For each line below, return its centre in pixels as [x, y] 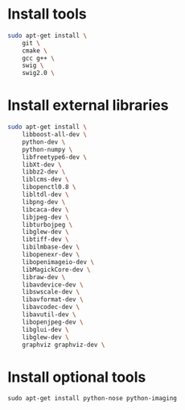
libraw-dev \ [44, 277]
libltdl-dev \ [45, 195]
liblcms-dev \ [45, 180]
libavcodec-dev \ [51, 307]
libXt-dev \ [42, 165]
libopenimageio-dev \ [58, 262]
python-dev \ [44, 142]
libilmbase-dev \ [51, 247]
